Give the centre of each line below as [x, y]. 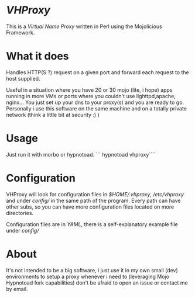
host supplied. [23, 78]
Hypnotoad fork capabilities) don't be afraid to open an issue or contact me [97, 283]
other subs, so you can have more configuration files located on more [90, 207]
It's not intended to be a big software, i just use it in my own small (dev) [92, 270]
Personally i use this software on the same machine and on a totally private [97, 108]
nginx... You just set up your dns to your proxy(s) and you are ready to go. [95, 102]
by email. [17, 289]
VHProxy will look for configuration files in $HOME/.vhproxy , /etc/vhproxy [95, 194]
